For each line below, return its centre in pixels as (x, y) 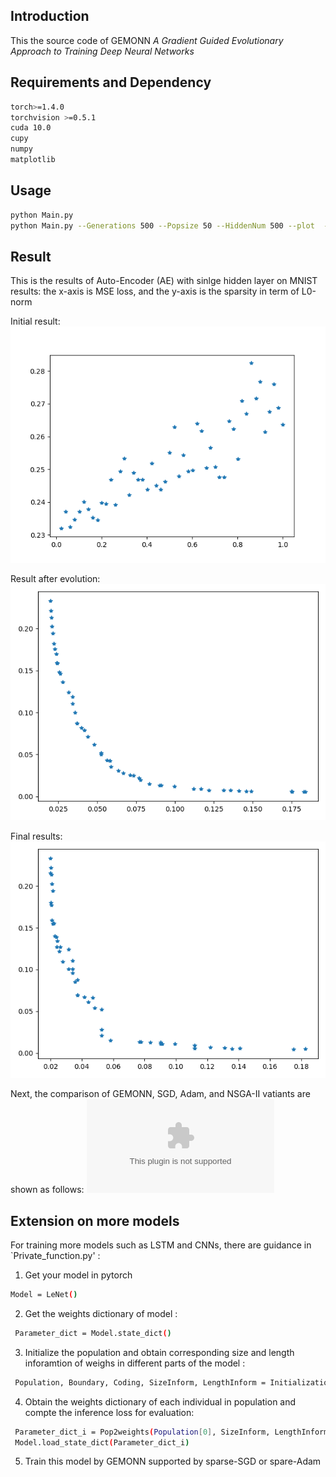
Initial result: (35, 321)
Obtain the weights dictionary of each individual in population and (160, 1401)
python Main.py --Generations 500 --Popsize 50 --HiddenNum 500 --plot (162, 225)
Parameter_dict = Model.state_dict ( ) (93, 1333)
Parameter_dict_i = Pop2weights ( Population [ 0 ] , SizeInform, (142, 1432)
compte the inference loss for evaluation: (109, 1412)
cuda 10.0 (31, 128)
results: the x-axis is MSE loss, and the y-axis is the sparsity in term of (155, 291)
